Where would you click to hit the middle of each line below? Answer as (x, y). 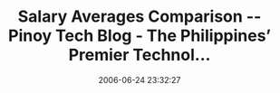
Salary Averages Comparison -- (140, 17)
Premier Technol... (140, 55)
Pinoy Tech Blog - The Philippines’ (140, 36)
